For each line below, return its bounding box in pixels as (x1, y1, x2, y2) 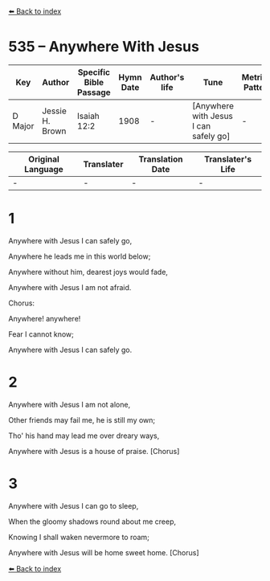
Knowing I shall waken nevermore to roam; (8, 532, 150, 542)
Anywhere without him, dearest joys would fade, (8, 267, 169, 276)
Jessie (41, 105, 67, 117)
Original (27, 153, 60, 165)
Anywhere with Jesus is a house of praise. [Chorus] (8, 446, 180, 456)
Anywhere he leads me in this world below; (8, 252, 151, 261)
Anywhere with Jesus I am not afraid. (8, 282, 132, 292)
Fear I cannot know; (8, 329, 75, 339)
